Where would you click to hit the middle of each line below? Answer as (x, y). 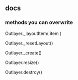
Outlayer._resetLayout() (29, 43)
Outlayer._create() (24, 52)
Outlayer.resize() (22, 62)
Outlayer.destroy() (24, 72)
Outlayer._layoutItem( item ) (33, 33)
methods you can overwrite (39, 22)
